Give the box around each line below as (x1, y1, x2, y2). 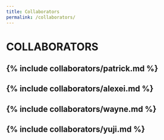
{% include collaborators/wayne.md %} (6, 104, 157, 114)
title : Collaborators (6, 8, 60, 15)
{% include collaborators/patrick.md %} (6, 64, 159, 74)
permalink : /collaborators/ (6, 14, 76, 20)
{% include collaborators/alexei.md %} (6, 84, 154, 94)
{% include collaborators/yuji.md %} (6, 125, 146, 135)
